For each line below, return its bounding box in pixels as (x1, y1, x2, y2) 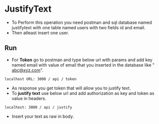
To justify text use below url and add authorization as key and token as (11, 90, 155, 96)
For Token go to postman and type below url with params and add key (11, 57, 153, 63)
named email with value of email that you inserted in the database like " (11, 62, 155, 68)
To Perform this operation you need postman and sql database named (11, 19, 152, 25)
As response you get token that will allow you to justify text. (11, 85, 131, 91)
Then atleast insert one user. (11, 30, 69, 35)
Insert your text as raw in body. (11, 113, 74, 119)
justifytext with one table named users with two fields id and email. (11, 24, 145, 30)
